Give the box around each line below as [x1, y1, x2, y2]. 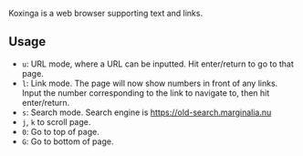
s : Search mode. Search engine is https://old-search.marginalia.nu [21, 107, 272, 118]
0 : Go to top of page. [21, 126, 99, 137]
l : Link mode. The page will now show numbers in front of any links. [21, 78, 278, 88]
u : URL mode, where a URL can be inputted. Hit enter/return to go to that [21, 58, 294, 69]
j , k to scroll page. [21, 116, 91, 127]
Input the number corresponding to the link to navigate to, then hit [21, 87, 270, 99]
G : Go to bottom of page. [21, 136, 114, 147]
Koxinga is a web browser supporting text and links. [8, 8, 203, 18]
